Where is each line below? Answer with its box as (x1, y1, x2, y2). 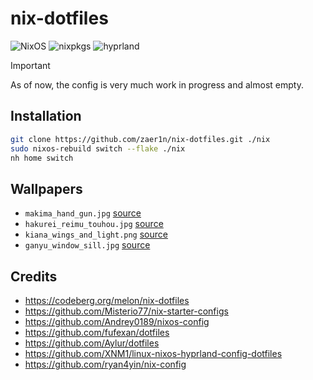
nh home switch (10, 153, 74, 163)
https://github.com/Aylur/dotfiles (24, 337, 160, 349)
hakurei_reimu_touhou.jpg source (24, 218, 164, 230)
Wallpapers (10, 180, 83, 197)
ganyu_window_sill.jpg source (24, 239, 151, 251)
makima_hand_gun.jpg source (24, 207, 142, 219)
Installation (10, 108, 82, 125)
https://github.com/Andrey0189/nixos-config (24, 316, 210, 327)
